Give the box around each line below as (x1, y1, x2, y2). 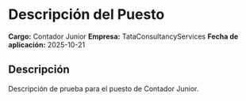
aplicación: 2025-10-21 (8, 39, 86, 49)
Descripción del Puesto (8, 6, 165, 24)
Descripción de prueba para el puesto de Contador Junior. (8, 84, 199, 93)
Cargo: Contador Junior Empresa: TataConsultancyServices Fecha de (8, 32, 239, 41)
